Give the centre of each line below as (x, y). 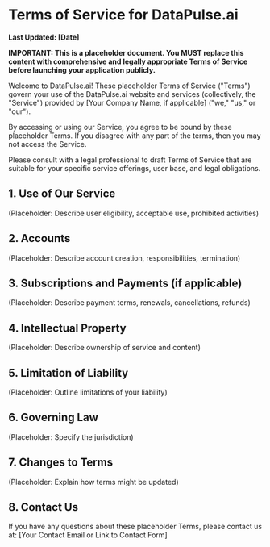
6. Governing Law (54, 418)
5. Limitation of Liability (69, 373)
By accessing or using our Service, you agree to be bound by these (120, 127)
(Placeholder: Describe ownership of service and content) (105, 348)
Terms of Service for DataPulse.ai (124, 15)
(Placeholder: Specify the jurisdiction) (71, 436)
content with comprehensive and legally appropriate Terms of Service (128, 61)
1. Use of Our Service (62, 194)
